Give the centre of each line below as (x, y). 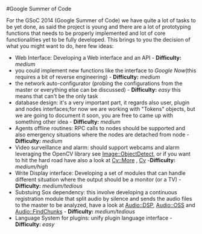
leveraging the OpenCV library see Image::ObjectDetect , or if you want (103, 154)
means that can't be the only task (56, 96)
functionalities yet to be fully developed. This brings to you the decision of (99, 40)
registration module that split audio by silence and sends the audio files (103, 199)
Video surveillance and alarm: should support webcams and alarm (97, 147)
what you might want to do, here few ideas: (60, 46)
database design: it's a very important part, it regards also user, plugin (102, 103)
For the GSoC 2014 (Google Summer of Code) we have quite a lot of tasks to (101, 20)
